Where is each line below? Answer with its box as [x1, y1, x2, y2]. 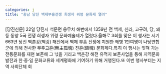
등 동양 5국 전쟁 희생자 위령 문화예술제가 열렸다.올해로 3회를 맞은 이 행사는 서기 [5, 32, 160, 38]
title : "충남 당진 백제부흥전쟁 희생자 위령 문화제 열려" [5, 12, 107, 17]
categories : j [5, 7, 35, 12]
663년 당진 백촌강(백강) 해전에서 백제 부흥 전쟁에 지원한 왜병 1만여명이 [5, 38, 142, 45]
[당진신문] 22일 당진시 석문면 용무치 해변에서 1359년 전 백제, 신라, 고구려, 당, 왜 [5, 26, 160, 32]
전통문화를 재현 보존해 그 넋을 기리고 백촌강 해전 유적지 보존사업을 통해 [5, 51, 142, 57]
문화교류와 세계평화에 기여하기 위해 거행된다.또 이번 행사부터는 [34, 57, 156, 63]
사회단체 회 [10, 63, 32, 70]
